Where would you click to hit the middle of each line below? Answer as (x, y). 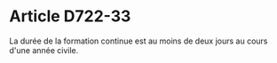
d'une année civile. (44, 50)
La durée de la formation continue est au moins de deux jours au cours (138, 41)
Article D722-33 (70, 16)
